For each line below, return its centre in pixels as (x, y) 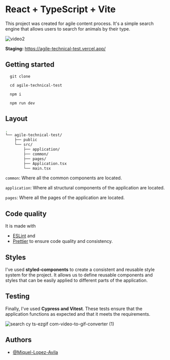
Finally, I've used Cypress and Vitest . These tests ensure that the (74, 309)
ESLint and (24, 236)
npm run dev (23, 103)
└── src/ (24, 145)
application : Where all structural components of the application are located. (85, 188)
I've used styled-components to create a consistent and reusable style (80, 270)
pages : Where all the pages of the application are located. (65, 198)
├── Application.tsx (45, 163)
